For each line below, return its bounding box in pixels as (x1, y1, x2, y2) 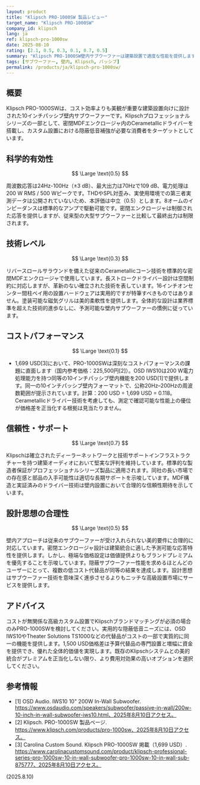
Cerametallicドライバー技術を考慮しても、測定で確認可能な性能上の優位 (14, 397, 192, 404)
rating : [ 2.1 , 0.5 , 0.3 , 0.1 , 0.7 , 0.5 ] (6, 48, 108, 54)
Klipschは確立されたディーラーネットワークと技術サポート (6, 452, 149, 459)
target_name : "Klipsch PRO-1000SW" (6, 20, 95, 26)
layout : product (6, 8, 46, 15)
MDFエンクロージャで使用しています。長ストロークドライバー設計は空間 (11, 274, 189, 282)
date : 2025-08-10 (6, 42, 49, 48)
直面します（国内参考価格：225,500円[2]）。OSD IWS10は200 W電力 (25, 367, 194, 374)
